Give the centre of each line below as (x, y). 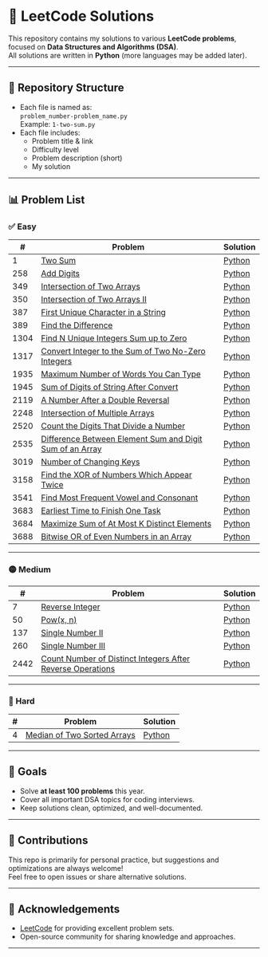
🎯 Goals (28, 772)
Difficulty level (55, 149)
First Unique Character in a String (103, 313)
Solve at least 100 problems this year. (82, 791)
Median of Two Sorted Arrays (80, 735)
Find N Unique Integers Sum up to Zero (114, 338)
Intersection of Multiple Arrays (98, 413)
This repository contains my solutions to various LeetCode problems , (122, 38)
